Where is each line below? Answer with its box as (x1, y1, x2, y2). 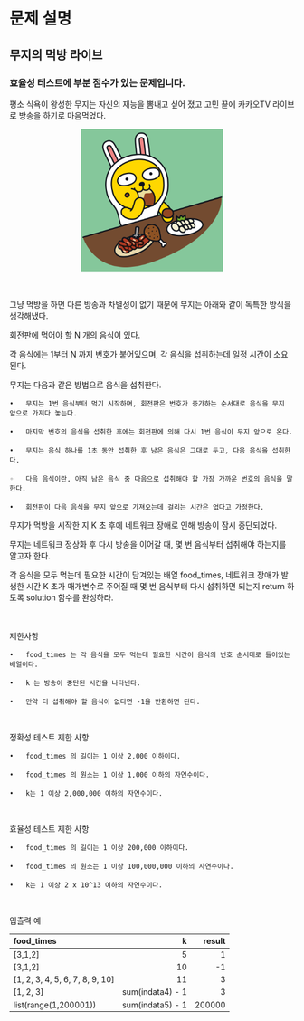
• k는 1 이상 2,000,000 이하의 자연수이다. (9, 788, 163, 797)
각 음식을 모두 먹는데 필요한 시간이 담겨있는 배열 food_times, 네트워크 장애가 (9, 569, 280, 580)
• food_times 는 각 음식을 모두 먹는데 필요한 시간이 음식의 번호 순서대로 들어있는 (9, 650, 291, 659)
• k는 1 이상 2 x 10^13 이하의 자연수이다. (9, 880, 163, 890)
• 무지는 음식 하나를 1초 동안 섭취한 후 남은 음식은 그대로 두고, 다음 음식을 (9, 445, 269, 455)
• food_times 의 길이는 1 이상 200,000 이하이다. (9, 843, 189, 852)
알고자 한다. (9, 549, 52, 561)
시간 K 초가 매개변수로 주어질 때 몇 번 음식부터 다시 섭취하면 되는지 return (25, 580, 285, 591)
